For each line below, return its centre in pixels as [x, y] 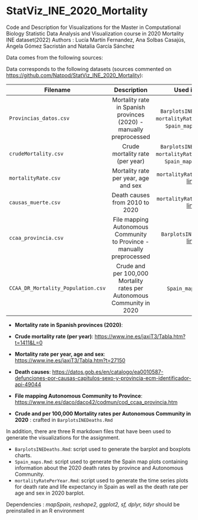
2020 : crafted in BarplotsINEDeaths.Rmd [64, 420]
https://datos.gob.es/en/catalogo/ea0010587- [108, 372]
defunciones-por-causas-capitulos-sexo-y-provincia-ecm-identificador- [103, 378]
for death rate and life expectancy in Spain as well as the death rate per [101, 486]
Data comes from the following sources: [55, 57]
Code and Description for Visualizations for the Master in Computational [93, 27]
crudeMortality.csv [36, 154]
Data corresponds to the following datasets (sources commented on [89, 69]
